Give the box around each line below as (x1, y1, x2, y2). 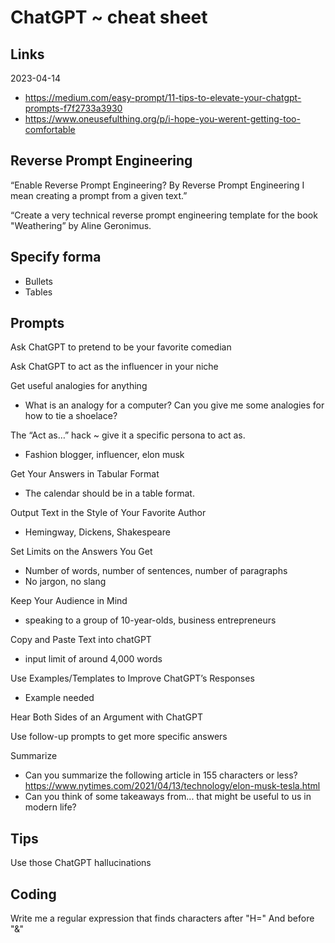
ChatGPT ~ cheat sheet (10, 6, 208, 29)
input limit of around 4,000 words (24, 653, 163, 665)
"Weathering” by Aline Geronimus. (10, 219, 152, 231)
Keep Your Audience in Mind (10, 595, 128, 607)
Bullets (24, 275, 54, 287)
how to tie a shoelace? (24, 410, 118, 422)
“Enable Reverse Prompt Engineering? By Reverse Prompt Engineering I (10, 179, 305, 191)
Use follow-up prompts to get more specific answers (10, 731, 228, 743)
